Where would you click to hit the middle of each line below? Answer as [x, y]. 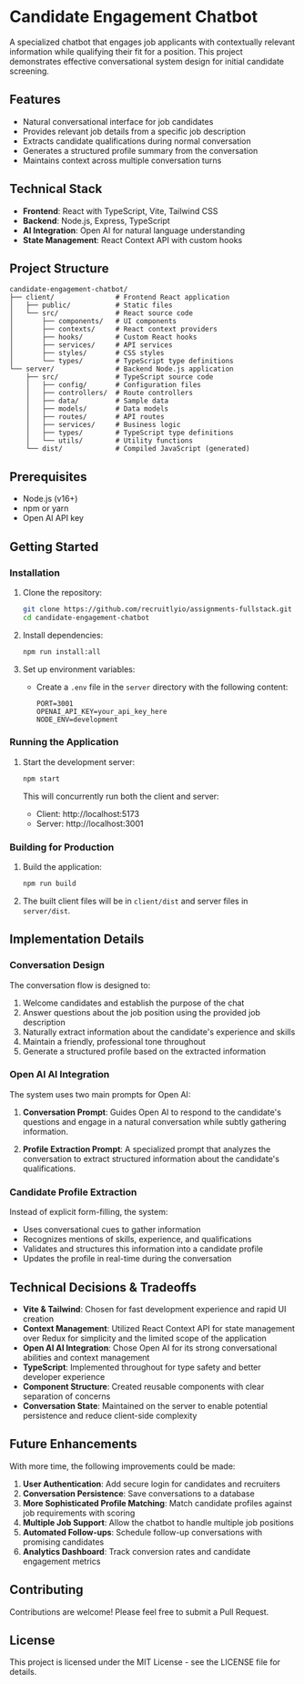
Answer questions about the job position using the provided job [142, 1012]
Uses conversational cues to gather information [111, 1230]
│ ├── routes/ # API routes [96, 417]
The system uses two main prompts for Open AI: [100, 1094]
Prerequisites [48, 477]
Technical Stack [56, 189]
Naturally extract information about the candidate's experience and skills [159, 1032]
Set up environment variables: [79, 669]
